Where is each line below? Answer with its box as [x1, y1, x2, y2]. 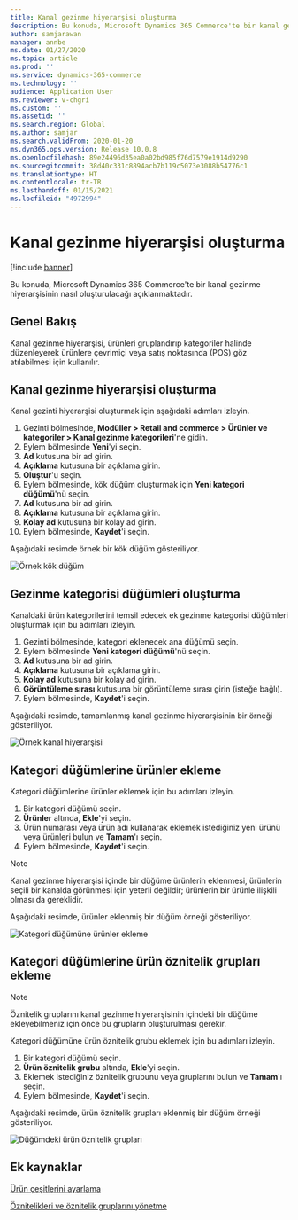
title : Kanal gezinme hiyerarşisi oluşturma [10, 12, 177, 22]
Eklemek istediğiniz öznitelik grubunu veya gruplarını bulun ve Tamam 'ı [22, 1071, 282, 1082]
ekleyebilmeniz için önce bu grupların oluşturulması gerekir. [10, 1018, 227, 1028]
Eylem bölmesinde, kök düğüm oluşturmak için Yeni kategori [22, 480, 245, 490]
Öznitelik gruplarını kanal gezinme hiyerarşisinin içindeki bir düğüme [10, 1008, 259, 1020]
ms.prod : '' [10, 63, 54, 72]
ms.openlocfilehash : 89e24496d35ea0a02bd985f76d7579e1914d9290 [10, 152, 248, 162]
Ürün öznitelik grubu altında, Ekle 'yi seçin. [22, 1061, 180, 1073]
